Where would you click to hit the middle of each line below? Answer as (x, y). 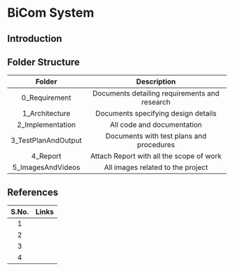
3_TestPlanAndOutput (46, 141)
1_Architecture (46, 114)
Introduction (35, 39)
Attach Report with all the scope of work (156, 156)
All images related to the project (156, 167)
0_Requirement (46, 98)
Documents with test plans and (156, 136)
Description (156, 82)
